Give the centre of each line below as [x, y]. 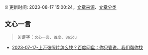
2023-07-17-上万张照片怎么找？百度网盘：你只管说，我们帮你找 [77, 47]
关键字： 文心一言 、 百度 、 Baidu [47, 37]
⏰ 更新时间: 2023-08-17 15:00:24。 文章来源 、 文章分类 [61, 7]
